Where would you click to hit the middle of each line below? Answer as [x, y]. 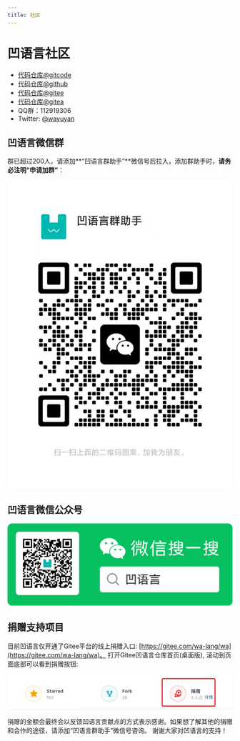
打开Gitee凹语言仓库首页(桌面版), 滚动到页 [170, 655]
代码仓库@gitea [41, 101]
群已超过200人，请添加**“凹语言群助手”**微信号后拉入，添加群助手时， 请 [116, 161]
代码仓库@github [43, 84]
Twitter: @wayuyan [46, 119]
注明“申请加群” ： [39, 170]
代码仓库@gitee [41, 92]
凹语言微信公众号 [45, 510]
